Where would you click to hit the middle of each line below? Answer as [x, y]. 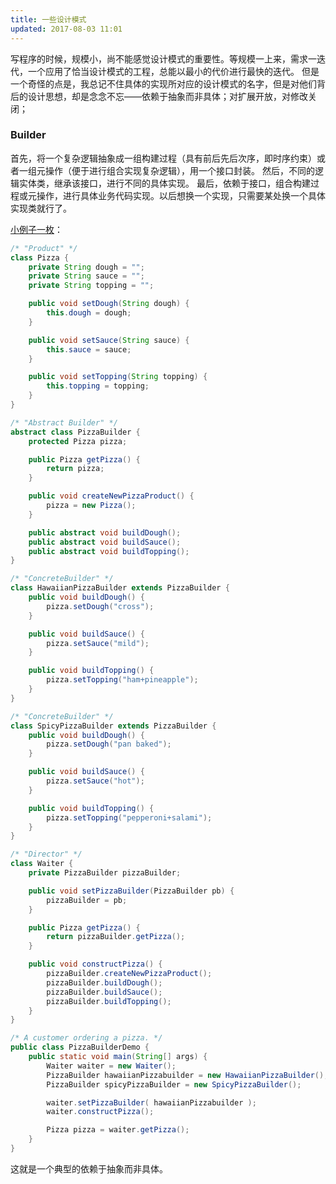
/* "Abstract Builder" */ [64, 422]
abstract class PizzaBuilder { [75, 432]
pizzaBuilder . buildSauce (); [104, 992]
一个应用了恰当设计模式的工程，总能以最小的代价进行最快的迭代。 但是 [173, 71]
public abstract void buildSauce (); [105, 542]
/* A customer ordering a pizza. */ [86, 1038]
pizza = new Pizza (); [91, 506]
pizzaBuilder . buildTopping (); [109, 1001]
